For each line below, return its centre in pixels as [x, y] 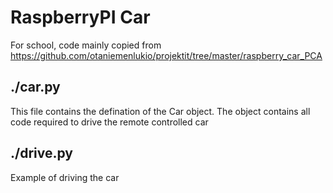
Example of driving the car [65, 177]
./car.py [35, 87]
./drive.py [41, 153]
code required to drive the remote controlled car [109, 122]
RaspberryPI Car [80, 17]
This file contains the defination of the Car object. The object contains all [160, 111]
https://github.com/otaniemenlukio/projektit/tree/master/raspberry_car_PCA [166, 55]
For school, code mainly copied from [86, 45]
